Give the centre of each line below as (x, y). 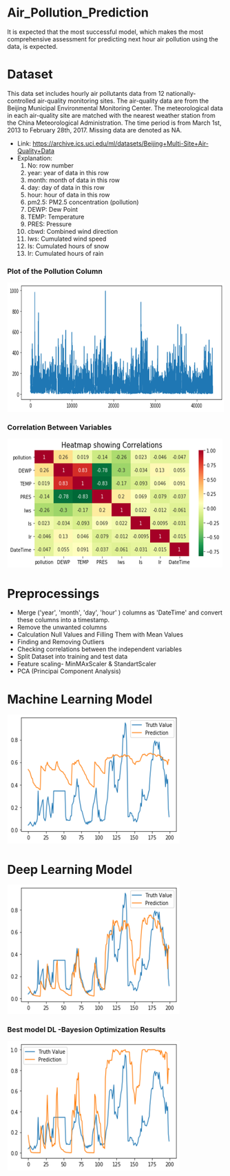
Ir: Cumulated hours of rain (65, 253)
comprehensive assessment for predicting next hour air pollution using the (113, 39)
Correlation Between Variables (60, 428)
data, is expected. (33, 46)
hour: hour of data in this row (69, 195)
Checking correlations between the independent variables (100, 649)
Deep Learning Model (70, 869)
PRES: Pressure (50, 224)
